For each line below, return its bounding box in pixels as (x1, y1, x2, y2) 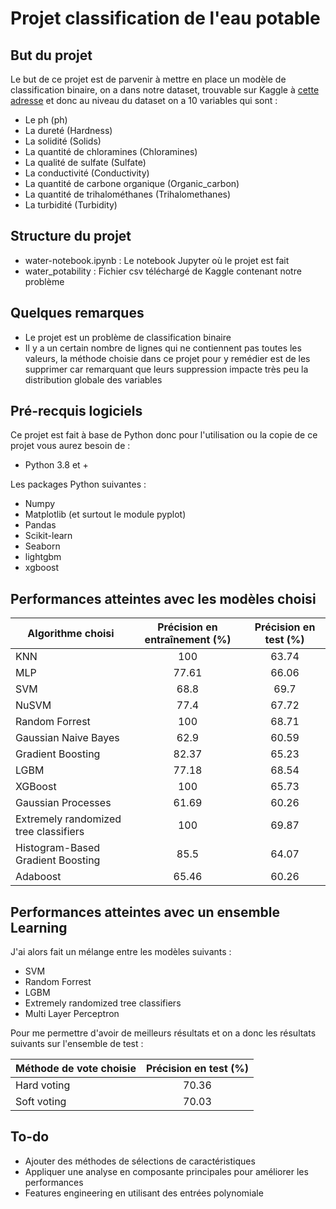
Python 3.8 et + (24, 459, 89, 471)
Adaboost (15, 870, 62, 884)
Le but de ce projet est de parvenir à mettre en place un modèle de (10, 73, 287, 85)
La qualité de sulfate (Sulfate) (24, 157, 147, 168)
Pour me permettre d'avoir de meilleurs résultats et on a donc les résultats (10, 1027, 317, 1039)
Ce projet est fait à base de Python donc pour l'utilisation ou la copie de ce (10, 429, 318, 441)
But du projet (10, 47, 93, 64)
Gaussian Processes (15, 796, 112, 810)
